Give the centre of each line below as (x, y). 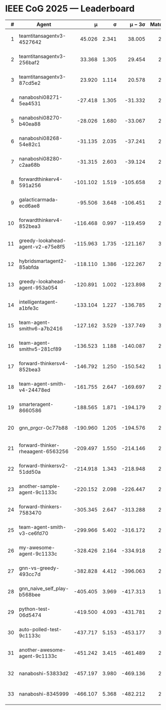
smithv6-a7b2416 (41, 328)
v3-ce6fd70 (34, 533)
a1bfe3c (29, 308)
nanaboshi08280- (41, 158)
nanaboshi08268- (41, 138)
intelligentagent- (39, 302)
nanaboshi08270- (41, 118)
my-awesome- (37, 547)
